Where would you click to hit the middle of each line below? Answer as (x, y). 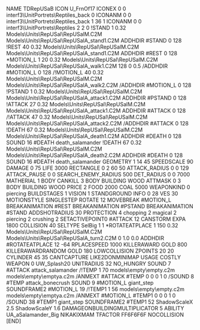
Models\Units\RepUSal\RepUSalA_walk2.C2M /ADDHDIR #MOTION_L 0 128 (99, 85)
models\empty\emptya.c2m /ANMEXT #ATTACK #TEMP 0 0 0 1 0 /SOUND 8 (100, 276)
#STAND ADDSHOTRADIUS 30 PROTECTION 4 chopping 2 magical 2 (92, 213)
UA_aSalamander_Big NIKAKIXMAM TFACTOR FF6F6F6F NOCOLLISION (95, 315)
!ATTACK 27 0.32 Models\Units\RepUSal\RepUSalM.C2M (76, 104)
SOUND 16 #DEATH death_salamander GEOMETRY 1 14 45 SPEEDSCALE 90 (100, 162)
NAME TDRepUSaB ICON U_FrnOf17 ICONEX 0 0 (66, 9)
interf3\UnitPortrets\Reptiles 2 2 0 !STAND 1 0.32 (66, 28)
